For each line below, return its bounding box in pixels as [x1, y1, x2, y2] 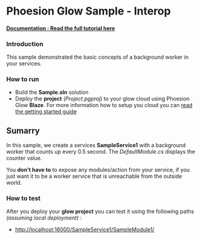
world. [6, 179, 22, 186]
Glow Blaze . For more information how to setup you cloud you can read [14, 102, 193, 109]
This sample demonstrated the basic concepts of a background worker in [6, 53, 189, 61]
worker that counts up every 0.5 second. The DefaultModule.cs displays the [6, 148, 196, 156]
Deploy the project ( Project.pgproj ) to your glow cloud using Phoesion [14, 95, 190, 102]
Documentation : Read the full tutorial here [6, 24, 115, 31]
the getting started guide [14, 108, 77, 116]
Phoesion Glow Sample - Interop [6, 4, 171, 18]
